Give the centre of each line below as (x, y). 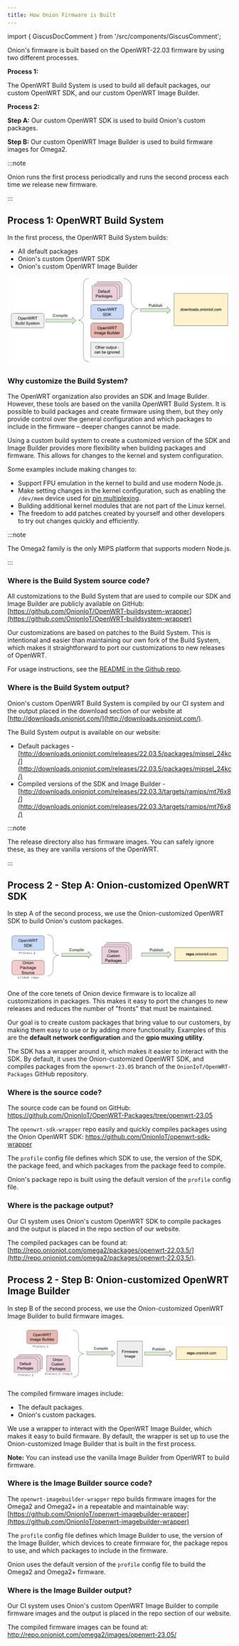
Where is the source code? (54, 1093)
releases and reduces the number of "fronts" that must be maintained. (110, 1009)
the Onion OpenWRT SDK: (46, 1137)
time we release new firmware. (53, 184)
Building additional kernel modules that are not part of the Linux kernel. (122, 506)
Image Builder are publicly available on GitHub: (76, 604)
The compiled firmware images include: (65, 1393)
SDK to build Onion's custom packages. (65, 921)
